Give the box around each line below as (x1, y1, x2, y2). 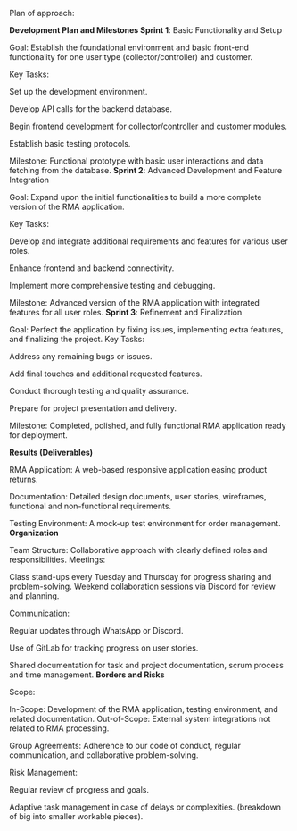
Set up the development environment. (9, 87, 148, 97)
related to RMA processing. (9, 723, 110, 734)
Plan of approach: (9, 8, 75, 18)
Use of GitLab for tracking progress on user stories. (9, 642, 199, 653)
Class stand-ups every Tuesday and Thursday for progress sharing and (9, 572, 272, 582)
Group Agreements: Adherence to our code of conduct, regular (9, 741, 241, 751)
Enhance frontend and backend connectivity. (9, 263, 175, 273)
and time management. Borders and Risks (9, 669, 165, 680)
